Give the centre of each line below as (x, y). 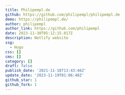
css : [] (13, 52)
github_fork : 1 (21, 84)
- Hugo (17, 47)
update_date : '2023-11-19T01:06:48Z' (45, 75)
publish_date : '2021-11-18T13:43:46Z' (46, 71)
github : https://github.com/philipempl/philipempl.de (63, 15)
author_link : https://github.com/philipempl (52, 29)
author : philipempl (26, 24)
